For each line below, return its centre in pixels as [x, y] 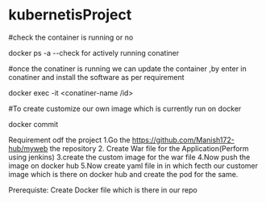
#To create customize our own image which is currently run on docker [125, 108]
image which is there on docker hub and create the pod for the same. [123, 174]
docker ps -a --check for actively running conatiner [94, 53]
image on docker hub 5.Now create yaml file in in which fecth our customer [133, 165]
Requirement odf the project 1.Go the [69, 140]
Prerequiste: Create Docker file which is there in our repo [103, 190]
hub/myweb [28, 148]
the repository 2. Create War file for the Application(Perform [149, 148]
